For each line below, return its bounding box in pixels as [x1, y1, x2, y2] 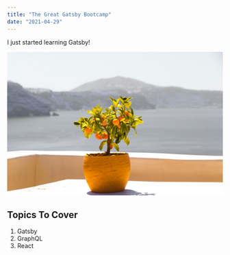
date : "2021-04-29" [7, 18, 63, 25]
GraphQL [16, 234, 43, 243]
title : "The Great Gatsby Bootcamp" [7, 11, 112, 18]
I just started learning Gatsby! [7, 38, 90, 46]
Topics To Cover [7, 209, 78, 221]
